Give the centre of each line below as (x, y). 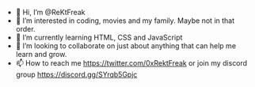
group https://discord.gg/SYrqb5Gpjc (76, 74)
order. (25, 29)
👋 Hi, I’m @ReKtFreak (50, 12)
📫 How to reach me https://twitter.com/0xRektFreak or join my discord (131, 63)
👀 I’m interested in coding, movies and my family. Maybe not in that (125, 21)
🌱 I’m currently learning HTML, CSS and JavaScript (99, 37)
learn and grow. (41, 54)
